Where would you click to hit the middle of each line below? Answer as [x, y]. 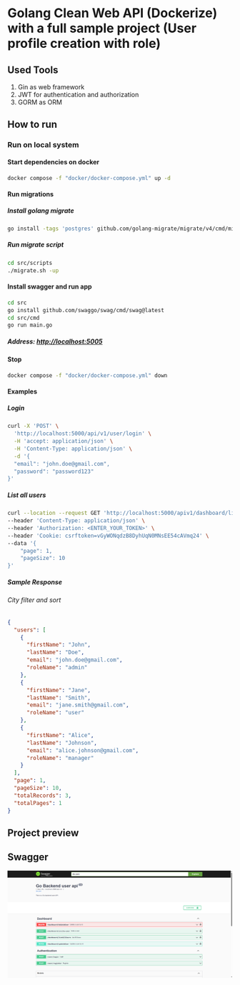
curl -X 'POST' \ [33, 426]
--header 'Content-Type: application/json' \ [76, 521]
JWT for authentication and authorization [78, 95]
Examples [22, 391]
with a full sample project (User [102, 28]
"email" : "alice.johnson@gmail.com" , [82, 750]
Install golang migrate [41, 210]
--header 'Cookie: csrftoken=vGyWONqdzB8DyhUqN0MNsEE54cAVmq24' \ [108, 536]
